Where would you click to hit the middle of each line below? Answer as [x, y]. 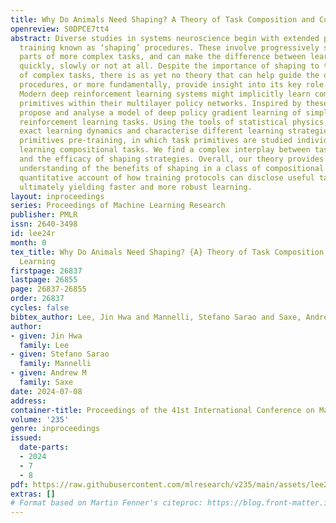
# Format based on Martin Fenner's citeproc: [106, 503]
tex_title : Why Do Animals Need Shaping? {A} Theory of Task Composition [167, 252]
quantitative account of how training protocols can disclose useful [167, 177]
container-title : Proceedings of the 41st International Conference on [162, 410]
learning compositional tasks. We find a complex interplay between [165, 150]
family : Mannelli [55, 364]
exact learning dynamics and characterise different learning [151, 131]
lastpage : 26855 [44, 280]
